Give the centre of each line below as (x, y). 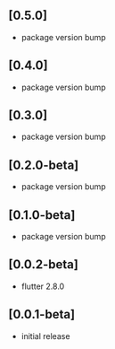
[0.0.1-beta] (42, 314)
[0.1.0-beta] (42, 215)
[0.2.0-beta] (44, 165)
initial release (45, 336)
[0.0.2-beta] (44, 265)
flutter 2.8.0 (43, 286)
